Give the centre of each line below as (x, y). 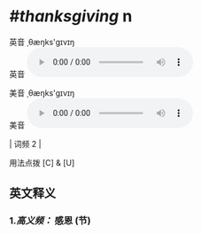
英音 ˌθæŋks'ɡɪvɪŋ (42, 42)
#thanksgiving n (71, 16)
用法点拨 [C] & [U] (42, 162)
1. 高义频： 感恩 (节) (50, 221)
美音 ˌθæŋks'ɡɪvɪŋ (42, 93)
